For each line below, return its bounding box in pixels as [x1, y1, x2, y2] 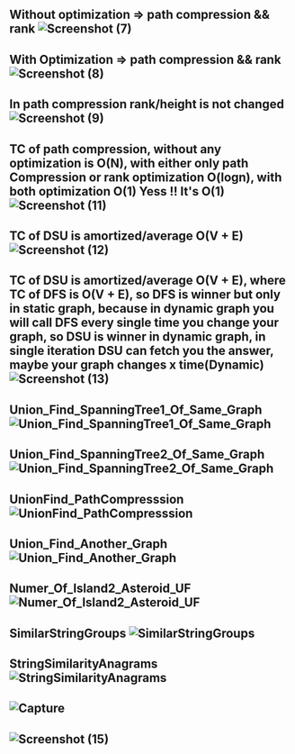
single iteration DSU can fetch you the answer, [9, 343, 274, 359]
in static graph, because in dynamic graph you [9, 301, 274, 316]
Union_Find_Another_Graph [9, 536, 168, 551]
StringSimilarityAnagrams [9, 657, 158, 672]
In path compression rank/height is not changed [9, 96, 285, 112]
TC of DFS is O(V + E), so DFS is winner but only [9, 287, 282, 303]
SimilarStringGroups [9, 625, 127, 640]
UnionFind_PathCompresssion [9, 491, 184, 507]
